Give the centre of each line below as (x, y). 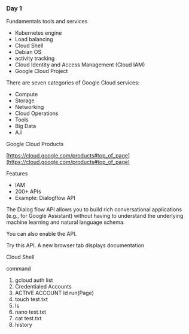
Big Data (25, 126)
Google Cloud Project (41, 71)
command (19, 269)
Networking (29, 107)
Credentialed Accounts (43, 287)
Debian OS (28, 52)
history (24, 325)
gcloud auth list (34, 280)
